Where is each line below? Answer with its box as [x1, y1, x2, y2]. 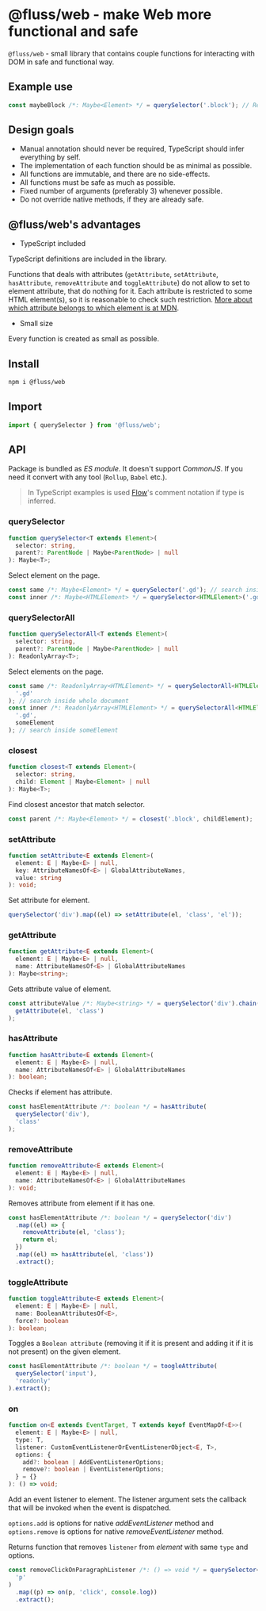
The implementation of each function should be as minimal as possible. [19, 161, 253, 171]
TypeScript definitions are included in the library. [8, 254, 167, 263]
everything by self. [19, 152, 81, 162]
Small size [19, 319, 54, 329]
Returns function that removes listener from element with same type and [8, 1542, 249, 1552]
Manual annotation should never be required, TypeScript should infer [19, 144, 245, 154]
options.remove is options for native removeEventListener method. [8, 1527, 224, 1536]
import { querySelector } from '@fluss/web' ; [8, 421, 161, 429]
